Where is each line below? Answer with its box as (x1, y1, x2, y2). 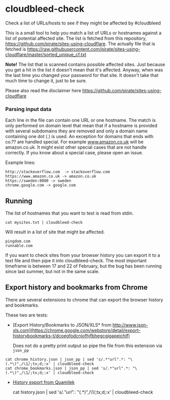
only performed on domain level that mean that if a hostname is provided (5, 123, 157, 129)
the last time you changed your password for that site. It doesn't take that (5, 72, 159, 78)
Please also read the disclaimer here (5, 87, 81, 93)
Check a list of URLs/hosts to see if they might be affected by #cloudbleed (5, 20, 161, 26)
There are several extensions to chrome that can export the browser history (5, 297, 163, 303)
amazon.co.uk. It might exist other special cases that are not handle (5, 144, 147, 150)
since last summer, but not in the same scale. (5, 269, 100, 275)
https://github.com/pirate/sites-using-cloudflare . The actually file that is (5, 40, 156, 46)
